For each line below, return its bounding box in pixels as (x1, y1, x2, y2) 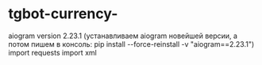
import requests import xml (8, 48, 97, 57)
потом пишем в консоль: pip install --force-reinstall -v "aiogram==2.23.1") (8, 39, 255, 48)
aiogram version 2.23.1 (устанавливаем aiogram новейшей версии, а (8, 31, 238, 40)
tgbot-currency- (8, 5, 118, 23)
